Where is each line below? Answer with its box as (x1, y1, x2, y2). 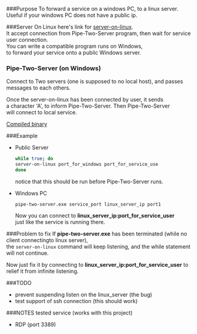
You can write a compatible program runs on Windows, (6, 42, 143, 50)
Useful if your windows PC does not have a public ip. (6, 11, 137, 19)
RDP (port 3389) (14, 321, 56, 328)
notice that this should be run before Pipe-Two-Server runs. (14, 178, 164, 185)
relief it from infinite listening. (6, 267, 79, 275)
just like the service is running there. (14, 218, 105, 226)
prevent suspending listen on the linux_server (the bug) (14, 290, 152, 298)
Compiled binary (6, 120, 48, 128)
